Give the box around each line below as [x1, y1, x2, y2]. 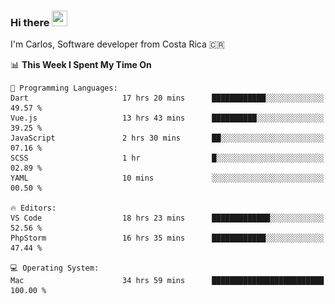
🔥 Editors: [10, 203, 57, 214]
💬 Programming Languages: [10, 83, 118, 94]
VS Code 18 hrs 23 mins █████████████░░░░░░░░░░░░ [10, 213, 325, 224]
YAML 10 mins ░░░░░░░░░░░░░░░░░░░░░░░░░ [10, 173, 325, 184]
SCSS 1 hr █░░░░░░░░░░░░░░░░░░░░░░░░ [10, 153, 325, 164]
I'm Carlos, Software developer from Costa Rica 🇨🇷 [10, 38, 225, 50]
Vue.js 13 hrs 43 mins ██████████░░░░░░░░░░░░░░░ [10, 113, 325, 124]
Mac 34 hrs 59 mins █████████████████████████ [10, 276, 325, 286]
